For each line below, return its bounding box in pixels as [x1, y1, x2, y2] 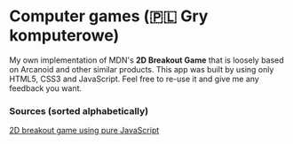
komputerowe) [9, 26, 120, 46]
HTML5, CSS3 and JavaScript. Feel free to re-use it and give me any [9, 73, 259, 84]
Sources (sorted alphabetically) [9, 104, 149, 117]
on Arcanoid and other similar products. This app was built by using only [9, 64, 274, 74]
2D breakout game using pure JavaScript [9, 125, 160, 136]
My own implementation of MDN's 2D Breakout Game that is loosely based [9, 55, 284, 65]
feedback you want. [9, 82, 83, 94]
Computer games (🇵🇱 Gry [9, 6, 209, 27]
